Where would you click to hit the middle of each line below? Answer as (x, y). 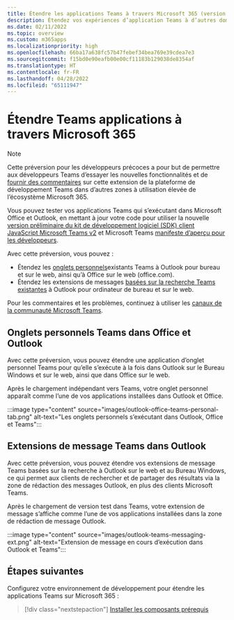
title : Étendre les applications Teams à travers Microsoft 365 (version (117, 14)
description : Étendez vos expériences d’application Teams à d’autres (112, 20)
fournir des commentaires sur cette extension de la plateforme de (101, 182)
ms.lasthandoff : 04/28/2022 (48, 79)
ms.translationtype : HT (42, 66)
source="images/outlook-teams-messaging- (142, 534)
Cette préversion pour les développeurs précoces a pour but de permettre (114, 168)
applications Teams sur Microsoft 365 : (63, 596)
